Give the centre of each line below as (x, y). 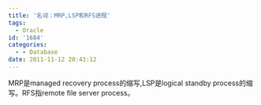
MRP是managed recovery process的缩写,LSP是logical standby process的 (127, 83)
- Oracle (30, 30)
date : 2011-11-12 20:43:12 (52, 60)
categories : (28, 45)
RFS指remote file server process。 (78, 92)
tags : (17, 23)
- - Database (37, 52)
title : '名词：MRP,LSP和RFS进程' (60, 15)
